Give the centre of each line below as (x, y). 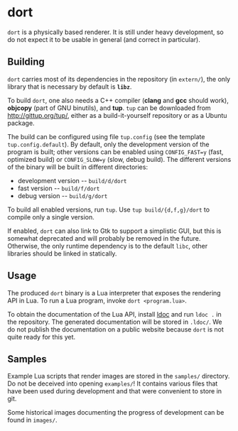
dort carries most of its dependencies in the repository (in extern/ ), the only (119, 79)
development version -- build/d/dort (72, 180)
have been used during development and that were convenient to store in (115, 391)
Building (26, 62)
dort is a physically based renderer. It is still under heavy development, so (115, 32)
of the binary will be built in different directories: (77, 167)
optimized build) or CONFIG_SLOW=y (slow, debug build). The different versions (119, 159)
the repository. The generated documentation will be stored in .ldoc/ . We (115, 322)
